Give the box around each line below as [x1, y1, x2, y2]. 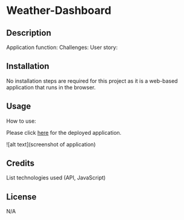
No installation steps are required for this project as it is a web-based [6, 77, 178, 85]
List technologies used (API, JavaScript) [6, 174, 106, 181]
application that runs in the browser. [6, 83, 96, 91]
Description [6, 28, 51, 38]
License [6, 192, 37, 202]
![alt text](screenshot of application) [6, 140, 96, 148]
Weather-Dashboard [6, 4, 112, 18]
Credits [6, 158, 35, 169]
